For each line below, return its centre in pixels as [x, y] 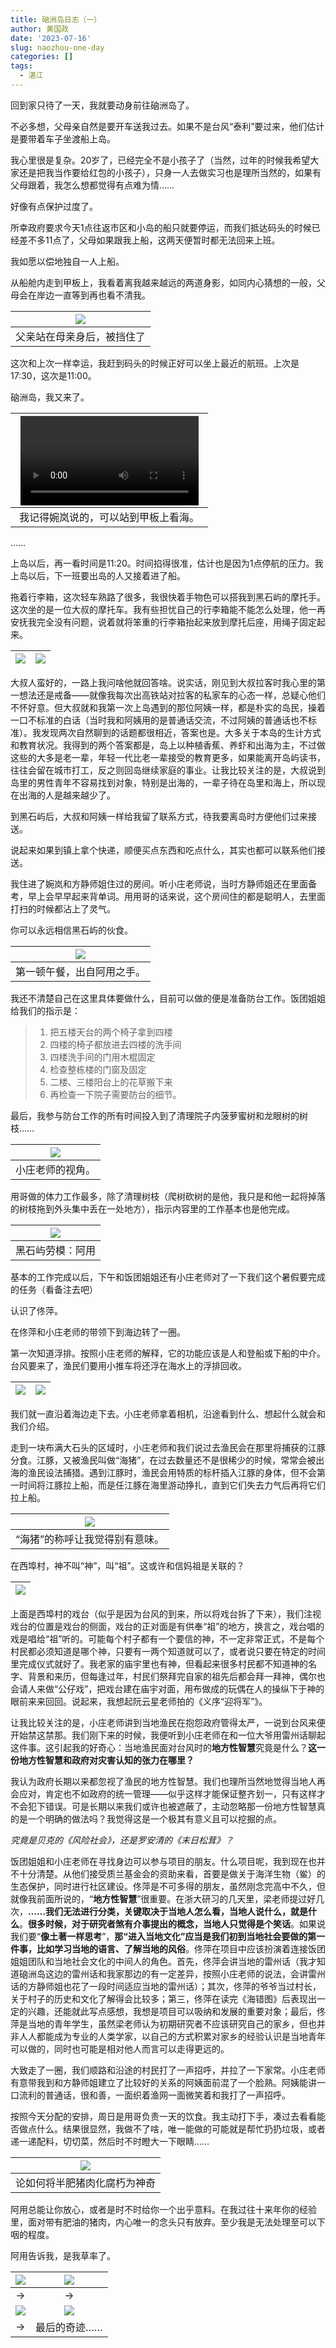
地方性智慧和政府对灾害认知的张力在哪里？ [106, 1760]
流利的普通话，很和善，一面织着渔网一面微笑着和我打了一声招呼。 [154, 2095]
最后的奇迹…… [69, 2328]
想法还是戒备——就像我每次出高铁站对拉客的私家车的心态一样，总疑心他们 [172, 695]
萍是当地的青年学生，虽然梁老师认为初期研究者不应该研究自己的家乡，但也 [163, 2024]
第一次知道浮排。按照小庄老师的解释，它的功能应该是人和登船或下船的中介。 [168, 1353]
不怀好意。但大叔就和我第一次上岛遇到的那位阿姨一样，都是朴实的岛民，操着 [168, 708]
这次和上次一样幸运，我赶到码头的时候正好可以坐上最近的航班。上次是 [155, 363]
